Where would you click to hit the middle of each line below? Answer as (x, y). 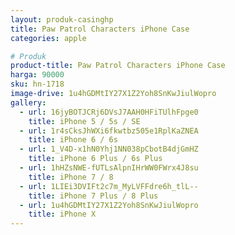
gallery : (28, 102)
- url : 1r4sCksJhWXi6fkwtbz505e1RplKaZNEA (109, 131)
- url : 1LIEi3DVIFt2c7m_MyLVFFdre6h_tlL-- (109, 186)
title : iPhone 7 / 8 (71, 177)
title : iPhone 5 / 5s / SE (84, 121)
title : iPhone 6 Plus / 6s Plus (95, 159)
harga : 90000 (37, 75)
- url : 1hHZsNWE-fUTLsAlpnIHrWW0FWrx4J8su (109, 168)
